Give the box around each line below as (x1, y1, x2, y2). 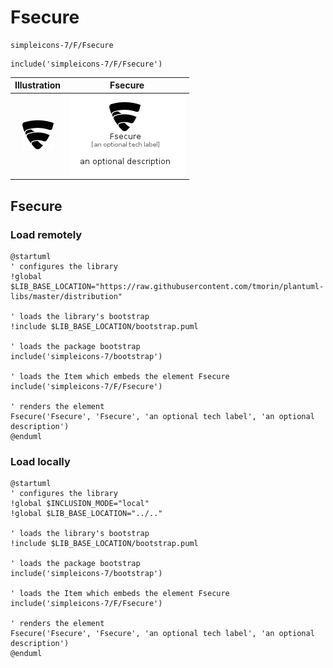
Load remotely (10, 227, 83, 241)
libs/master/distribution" (10, 291, 123, 301)
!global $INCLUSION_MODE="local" (10, 499, 150, 509)
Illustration (14, 79, 62, 91)
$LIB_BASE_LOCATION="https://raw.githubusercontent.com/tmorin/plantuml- (10, 281, 325, 291)
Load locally (10, 454, 71, 468)
